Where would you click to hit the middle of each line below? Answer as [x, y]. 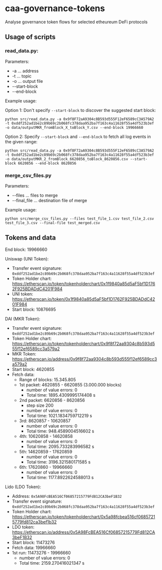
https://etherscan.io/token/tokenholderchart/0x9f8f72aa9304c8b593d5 [83, 343]
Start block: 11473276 [33, 542]
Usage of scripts [30, 37]
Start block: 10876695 [34, 309]
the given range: [21, 141]
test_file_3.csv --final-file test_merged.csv [53, 223]
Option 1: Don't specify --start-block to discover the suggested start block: [81, 110]
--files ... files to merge [35, 195]
